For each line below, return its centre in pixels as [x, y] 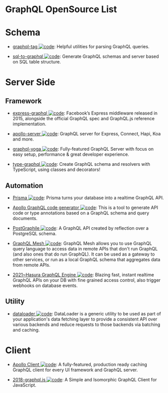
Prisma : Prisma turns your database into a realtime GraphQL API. [88, 198]
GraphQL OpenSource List [61, 9]
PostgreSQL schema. [35, 233]
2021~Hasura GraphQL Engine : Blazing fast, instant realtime [83, 274]
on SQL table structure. [37, 62]
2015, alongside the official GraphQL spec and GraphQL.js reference [83, 119]
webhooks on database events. [45, 285]
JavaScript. [24, 385]
